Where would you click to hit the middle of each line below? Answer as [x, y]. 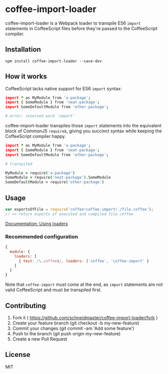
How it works [26, 76]
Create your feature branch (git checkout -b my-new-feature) [76, 323]
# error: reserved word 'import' [40, 116]
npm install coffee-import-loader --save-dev [53, 61]
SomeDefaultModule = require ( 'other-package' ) [55, 182]
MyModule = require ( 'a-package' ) [40, 173]
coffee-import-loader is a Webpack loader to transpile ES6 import [73, 23]
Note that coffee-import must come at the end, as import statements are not [84, 285]
